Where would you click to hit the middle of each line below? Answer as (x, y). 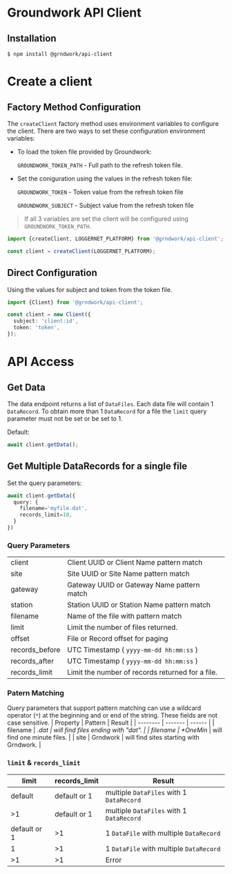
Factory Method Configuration (74, 107)
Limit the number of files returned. (122, 628)
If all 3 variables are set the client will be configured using (106, 219)
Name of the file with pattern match (124, 616)
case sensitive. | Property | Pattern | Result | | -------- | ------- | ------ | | (111, 723)
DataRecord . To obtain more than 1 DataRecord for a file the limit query (107, 411)
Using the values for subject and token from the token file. (90, 289)
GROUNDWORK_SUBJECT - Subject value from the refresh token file (105, 205)
